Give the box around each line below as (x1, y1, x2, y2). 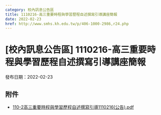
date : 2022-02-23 (5, 16, 42, 21)
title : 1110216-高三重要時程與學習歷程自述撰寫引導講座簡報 (5, 12, 118, 17)
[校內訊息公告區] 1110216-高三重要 (5, 44, 147, 55)
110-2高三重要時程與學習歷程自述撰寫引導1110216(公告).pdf (12, 104, 134, 110)
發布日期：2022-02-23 (5, 74, 53, 80)
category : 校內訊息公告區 (5, 7, 54, 12)
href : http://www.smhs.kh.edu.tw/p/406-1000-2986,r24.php (5, 21, 129, 26)
